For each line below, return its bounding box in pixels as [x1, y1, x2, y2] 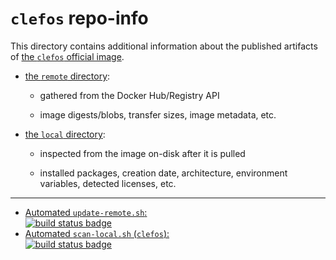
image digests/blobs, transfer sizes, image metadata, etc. [39, 108, 277, 121]
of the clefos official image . [10, 50, 125, 62]
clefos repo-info [10, 7, 149, 30]
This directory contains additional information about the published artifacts [10, 40, 318, 52]
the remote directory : [24, 70, 111, 82]
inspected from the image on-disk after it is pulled [39, 147, 246, 159]
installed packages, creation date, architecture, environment [39, 167, 288, 179]
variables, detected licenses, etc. [39, 177, 177, 189]
